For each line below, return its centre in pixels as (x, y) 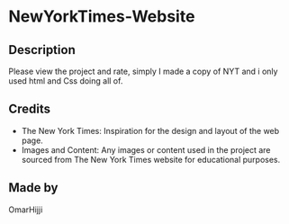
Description (42, 50)
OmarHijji (26, 210)
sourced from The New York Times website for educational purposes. (151, 159)
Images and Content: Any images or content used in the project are (146, 149)
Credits (30, 109)
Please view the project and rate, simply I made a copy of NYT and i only (143, 71)
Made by (33, 188)
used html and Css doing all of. (66, 81)
